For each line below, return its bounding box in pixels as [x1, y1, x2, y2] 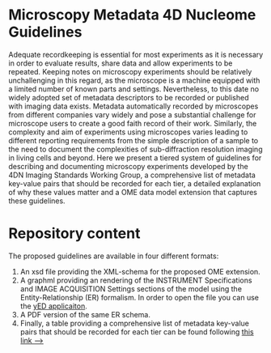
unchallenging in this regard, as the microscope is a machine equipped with [8, 75, 260, 85]
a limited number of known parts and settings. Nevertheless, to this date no [8, 83, 260, 94]
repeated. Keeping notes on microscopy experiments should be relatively [8, 66, 252, 76]
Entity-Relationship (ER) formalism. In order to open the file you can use [19, 292, 259, 302]
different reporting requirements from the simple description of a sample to [8, 135, 259, 145]
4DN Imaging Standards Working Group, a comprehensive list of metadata [8, 170, 256, 180]
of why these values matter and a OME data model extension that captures [8, 187, 257, 197]
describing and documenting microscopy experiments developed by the [8, 161, 248, 171]
